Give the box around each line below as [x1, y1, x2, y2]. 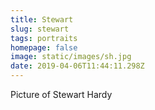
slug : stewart [10, 24, 70, 34]
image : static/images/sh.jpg [10, 52, 132, 62]
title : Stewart [10, 14, 74, 25]
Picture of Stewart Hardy [10, 89, 113, 100]
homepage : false [10, 42, 78, 53]
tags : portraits [10, 33, 78, 43]
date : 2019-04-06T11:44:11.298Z [10, 61, 145, 71]
